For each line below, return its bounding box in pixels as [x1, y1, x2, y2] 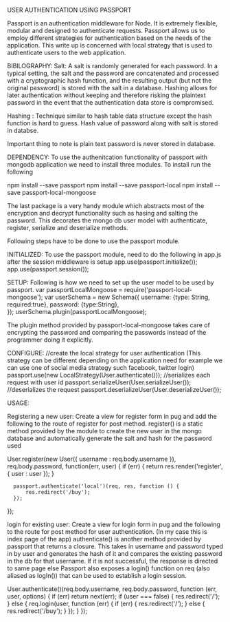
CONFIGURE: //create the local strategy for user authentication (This [7, 349, 201, 357]
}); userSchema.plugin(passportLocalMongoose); [7, 308, 148, 315]
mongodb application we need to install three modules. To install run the [7, 160, 211, 168]
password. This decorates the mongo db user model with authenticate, [7, 216, 208, 225]
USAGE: [7, 399, 30, 407]
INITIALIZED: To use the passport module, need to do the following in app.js [7, 251, 222, 258]
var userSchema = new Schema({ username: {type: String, [44, 293, 211, 301]
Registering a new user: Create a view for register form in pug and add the [7, 413, 218, 420]
